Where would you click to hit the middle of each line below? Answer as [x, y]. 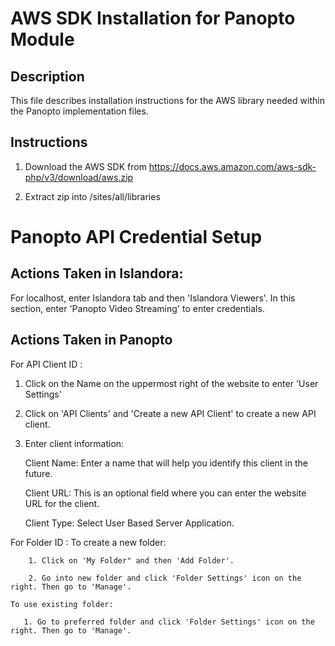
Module [42, 39]
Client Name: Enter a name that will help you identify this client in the [166, 463]
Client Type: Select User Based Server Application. [129, 523]
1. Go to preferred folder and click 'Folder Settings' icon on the [169, 622]
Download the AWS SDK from [85, 166]
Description [47, 76]
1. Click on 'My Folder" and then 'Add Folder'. [131, 560]
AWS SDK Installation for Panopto [153, 18]
